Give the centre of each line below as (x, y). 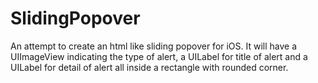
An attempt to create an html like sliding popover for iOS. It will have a (154, 46)
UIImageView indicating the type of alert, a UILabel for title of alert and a (159, 56)
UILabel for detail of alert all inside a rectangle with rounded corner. (149, 67)
